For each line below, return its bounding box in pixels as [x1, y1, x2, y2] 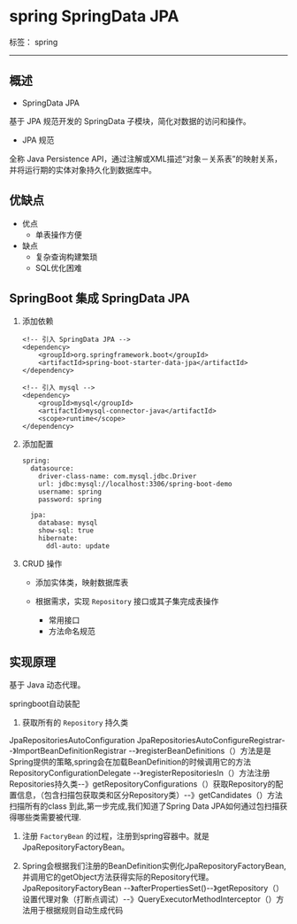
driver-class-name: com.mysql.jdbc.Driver [38, 472, 197, 481]
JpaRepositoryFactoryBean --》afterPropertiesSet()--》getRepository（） [21, 883, 285, 894]
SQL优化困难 [34, 262, 82, 273]
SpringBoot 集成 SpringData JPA [9, 291, 190, 306]
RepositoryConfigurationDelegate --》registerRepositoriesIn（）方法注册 [9, 768, 270, 779]
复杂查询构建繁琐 [34, 251, 98, 262]
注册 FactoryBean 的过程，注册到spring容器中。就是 [21, 831, 210, 842]
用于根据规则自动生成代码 [29, 905, 124, 916]
